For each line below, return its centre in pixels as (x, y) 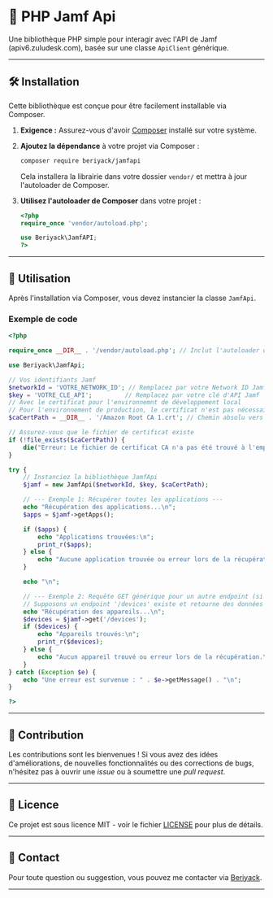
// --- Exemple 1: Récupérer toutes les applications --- (123, 499)
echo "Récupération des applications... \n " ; (100, 508)
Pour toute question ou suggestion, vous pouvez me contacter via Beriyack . (135, 877)
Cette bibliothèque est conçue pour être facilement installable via (118, 106)
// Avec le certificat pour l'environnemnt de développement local (125, 403)
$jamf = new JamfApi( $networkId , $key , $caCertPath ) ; (116, 485)
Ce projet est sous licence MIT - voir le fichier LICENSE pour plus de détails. (136, 824)
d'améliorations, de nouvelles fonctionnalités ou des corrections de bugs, (131, 763)
